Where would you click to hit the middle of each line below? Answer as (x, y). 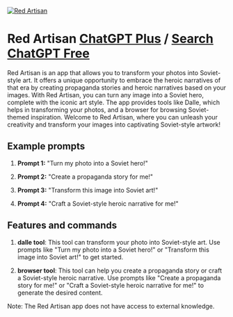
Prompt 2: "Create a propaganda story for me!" (85, 177)
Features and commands (62, 226)
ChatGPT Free (49, 54)
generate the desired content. (60, 293)
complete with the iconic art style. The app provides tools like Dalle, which (114, 102)
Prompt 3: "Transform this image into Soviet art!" (88, 190)
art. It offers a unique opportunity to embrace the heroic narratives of (122, 80)
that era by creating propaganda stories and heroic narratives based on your (117, 88)
